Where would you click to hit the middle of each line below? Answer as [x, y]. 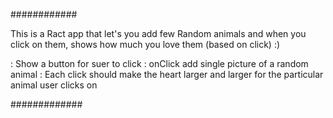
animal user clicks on [54, 85]
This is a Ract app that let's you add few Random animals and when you [158, 33]
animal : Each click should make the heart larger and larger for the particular [167, 74]
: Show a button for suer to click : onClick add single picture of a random [159, 63]
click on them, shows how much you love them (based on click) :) [145, 44]
